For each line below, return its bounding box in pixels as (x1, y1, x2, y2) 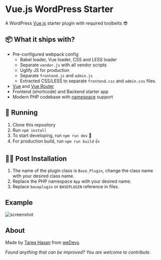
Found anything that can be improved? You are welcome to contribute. (5, 249, 151, 255)
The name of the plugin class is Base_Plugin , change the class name (12, 168, 153, 174)
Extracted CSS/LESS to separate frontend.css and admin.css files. (19, 78, 156, 84)
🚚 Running (5, 108, 38, 117)
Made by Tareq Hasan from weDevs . (5, 239, 81, 245)
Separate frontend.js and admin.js (19, 72, 93, 78)
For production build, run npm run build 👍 (12, 138, 100, 144)
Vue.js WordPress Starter (5, 4, 113, 15)
